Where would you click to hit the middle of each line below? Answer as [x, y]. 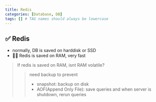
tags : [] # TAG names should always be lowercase [57, 19]
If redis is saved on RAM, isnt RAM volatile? [61, 65]
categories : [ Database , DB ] [34, 14]
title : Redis [18, 10]
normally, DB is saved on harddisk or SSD [54, 51]
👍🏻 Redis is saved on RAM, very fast [49, 56]
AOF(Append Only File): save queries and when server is [94, 89]
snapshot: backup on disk [63, 84]
